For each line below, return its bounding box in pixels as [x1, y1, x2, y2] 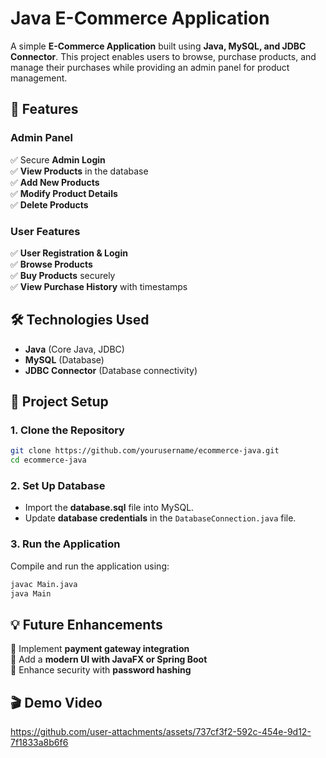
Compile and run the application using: [10, 560, 170, 572]
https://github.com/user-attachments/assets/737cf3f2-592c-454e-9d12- [10, 726, 312, 738]
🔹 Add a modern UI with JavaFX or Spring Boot [10, 653, 208, 666]
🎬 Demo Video [10, 694, 103, 711]
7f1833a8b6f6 [10, 737, 69, 749]
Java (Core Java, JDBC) [24, 343, 125, 355]
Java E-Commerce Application [10, 7, 270, 30]
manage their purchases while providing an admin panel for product [10, 61, 290, 73]
